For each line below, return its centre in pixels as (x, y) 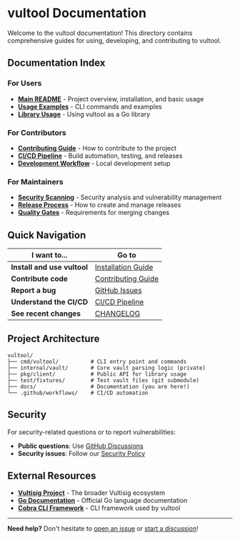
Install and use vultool (49, 267)
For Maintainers (35, 181)
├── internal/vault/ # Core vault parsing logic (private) (106, 368)
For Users (25, 84)
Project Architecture (54, 339)
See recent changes (46, 314)
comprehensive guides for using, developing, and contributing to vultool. (114, 40)
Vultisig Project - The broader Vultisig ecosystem (91, 493)
